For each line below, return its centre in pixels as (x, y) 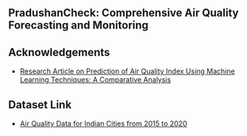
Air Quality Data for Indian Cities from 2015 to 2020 (103, 124)
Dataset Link (40, 105)
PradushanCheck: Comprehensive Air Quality (123, 13)
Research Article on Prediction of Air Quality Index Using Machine (127, 71)
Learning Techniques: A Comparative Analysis (95, 80)
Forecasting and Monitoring (79, 26)
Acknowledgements (59, 52)
